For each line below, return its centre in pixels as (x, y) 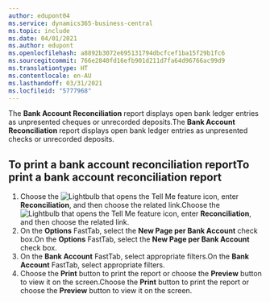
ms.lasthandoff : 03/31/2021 (56, 83)
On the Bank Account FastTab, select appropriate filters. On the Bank (135, 256)
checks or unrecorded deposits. (61, 139)
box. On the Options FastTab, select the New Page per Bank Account (135, 239)
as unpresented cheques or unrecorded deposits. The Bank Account (122, 122)
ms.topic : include (39, 31)
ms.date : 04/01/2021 (43, 38)
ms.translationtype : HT (48, 68)
